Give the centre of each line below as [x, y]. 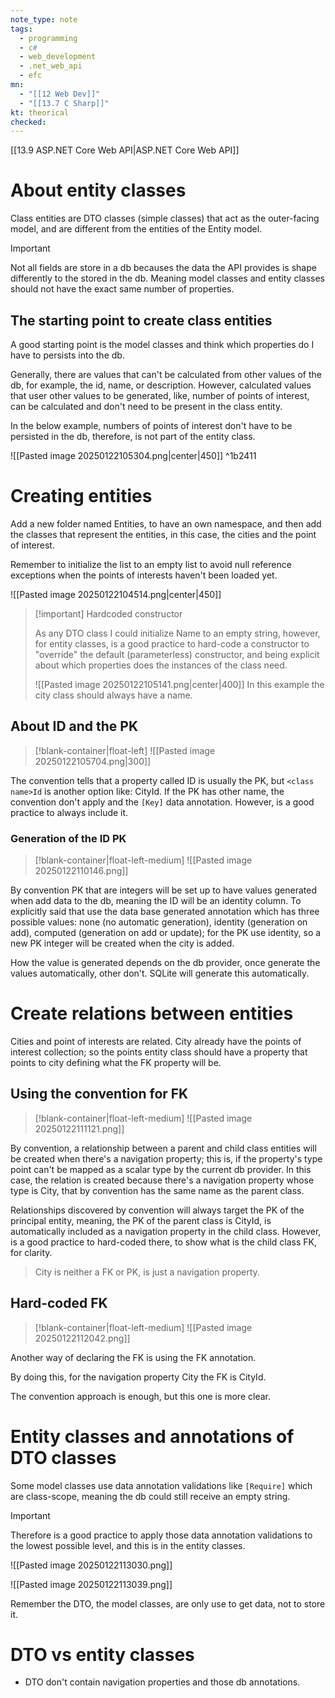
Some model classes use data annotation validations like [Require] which [161, 1485]
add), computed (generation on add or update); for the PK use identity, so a [166, 933]
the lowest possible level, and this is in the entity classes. [128, 1545]
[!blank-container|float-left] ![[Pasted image [125, 750]
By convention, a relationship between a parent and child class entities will [163, 1148]
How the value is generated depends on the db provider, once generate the [165, 963]
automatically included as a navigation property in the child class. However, [166, 1231]
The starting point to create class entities [141, 320]
